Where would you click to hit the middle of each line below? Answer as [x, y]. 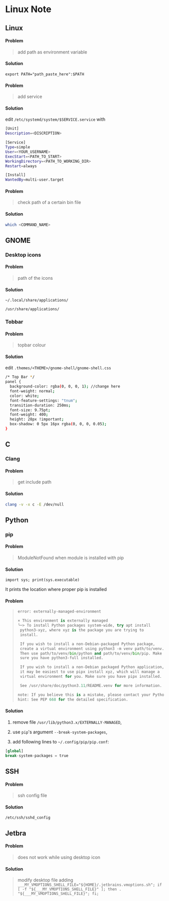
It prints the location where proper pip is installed [56, 589]
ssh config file [32, 795]
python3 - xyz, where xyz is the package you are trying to [82, 630]
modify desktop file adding [45, 880]
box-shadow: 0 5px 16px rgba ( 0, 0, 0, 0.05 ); [58, 424]
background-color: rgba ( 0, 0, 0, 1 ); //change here [65, 387]
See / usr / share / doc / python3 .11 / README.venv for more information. [91, 685]
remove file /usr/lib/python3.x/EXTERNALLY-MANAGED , [67, 722]
